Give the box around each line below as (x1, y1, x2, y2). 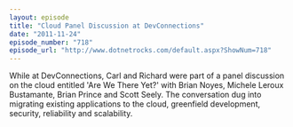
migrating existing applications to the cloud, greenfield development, (9, 99, 260, 109)
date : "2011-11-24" (9, 29, 82, 38)
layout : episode (9, 12, 69, 22)
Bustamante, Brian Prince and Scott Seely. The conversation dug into (9, 90, 262, 100)
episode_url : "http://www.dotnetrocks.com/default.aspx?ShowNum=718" (9, 46, 273, 55)
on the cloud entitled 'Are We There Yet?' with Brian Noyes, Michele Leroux (9, 80, 284, 91)
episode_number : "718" (9, 37, 93, 47)
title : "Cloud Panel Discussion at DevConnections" (9, 21, 204, 30)
